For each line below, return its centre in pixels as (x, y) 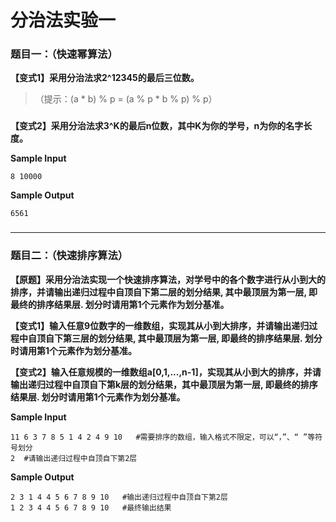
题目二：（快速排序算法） (69, 256)
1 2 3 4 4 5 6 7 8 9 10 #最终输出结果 (91, 507)
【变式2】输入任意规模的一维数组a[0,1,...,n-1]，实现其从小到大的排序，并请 (166, 372)
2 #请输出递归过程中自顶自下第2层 (74, 458)
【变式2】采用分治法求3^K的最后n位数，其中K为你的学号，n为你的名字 (157, 126)
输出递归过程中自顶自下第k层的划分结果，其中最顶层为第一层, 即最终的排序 (164, 384)
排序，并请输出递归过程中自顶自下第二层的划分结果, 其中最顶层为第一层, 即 (164, 292)
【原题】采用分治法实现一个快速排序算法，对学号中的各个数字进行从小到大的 (168, 279)
